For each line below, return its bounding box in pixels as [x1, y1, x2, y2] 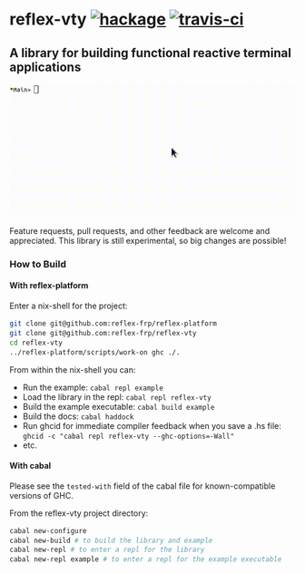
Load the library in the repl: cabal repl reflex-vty [22, 391, 212, 403]
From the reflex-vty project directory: [9, 508, 149, 519]
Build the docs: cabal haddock [22, 411, 134, 422]
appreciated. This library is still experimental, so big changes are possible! [9, 235, 287, 246]
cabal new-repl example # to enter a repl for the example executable [9, 555, 282, 564]
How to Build [9, 257, 66, 270]
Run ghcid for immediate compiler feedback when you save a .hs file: [22, 420, 281, 431]
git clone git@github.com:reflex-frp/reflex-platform [9, 319, 218, 328]
